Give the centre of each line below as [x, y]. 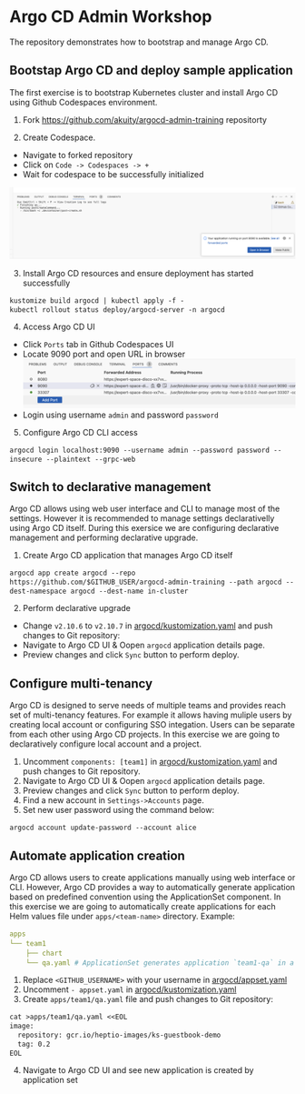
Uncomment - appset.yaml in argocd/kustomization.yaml [129, 989]
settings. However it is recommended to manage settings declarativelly [142, 518]
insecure [26, 459]
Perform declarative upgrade [77, 608]
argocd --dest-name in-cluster [129, 592]
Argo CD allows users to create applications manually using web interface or [152, 877]
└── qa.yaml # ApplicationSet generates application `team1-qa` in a [160, 963]
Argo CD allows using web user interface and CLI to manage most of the [145, 509]
